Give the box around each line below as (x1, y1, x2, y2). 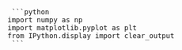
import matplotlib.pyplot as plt (7, 24, 138, 32)
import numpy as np (7, 16, 83, 24)
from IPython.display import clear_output (7, 32, 175, 40)
